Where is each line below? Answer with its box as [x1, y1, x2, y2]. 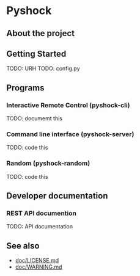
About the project [6, 28, 75, 38]
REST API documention [6, 209, 77, 217]
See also [6, 241, 40, 251]
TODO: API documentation [6, 223, 73, 230]
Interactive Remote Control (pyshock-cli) [6, 101, 130, 109]
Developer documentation [6, 191, 108, 202]
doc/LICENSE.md [15, 257, 59, 264]
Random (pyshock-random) [6, 159, 90, 168]
